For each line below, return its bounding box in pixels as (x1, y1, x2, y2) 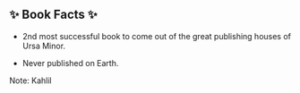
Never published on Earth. (21, 57, 119, 68)
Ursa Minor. (21, 40, 65, 51)
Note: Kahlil (9, 75, 52, 86)
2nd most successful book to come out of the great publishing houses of (21, 30, 292, 41)
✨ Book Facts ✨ (9, 7, 99, 22)
